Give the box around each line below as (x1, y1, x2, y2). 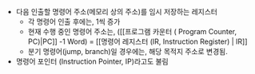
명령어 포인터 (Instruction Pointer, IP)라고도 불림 (15, 56, 169, 66)
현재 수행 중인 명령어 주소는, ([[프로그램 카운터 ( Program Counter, (27, 27, 237, 36)
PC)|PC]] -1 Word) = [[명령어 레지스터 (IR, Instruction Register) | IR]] (27, 37, 248, 46)
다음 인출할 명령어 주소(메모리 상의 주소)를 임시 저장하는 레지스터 (15, 7, 218, 16)
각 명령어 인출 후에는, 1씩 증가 (27, 17, 121, 26)
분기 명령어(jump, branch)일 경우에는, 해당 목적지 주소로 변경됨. (27, 47, 228, 56)
